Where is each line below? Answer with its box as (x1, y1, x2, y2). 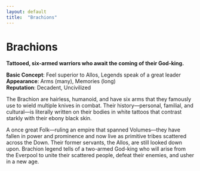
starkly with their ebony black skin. (6, 115, 92, 122)
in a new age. (6, 158, 39, 165)
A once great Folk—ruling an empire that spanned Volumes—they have (6, 126, 181, 133)
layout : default (6, 8, 47, 15)
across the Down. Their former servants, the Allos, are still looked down (6, 139, 182, 146)
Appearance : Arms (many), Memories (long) (6, 78, 116, 85)
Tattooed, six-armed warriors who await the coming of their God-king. (6, 60, 184, 67)
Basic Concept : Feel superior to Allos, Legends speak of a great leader (6, 71, 181, 78)
